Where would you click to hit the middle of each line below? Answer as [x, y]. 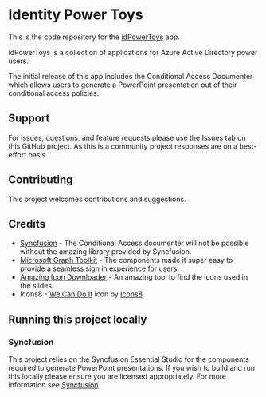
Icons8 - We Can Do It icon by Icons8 [81, 294]
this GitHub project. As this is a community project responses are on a [123, 146]
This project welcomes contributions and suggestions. [97, 199]
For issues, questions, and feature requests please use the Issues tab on [127, 137]
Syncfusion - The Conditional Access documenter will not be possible [134, 243]
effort [18, 154]
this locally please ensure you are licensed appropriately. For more [117, 376]
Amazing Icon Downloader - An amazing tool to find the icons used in [134, 277]
